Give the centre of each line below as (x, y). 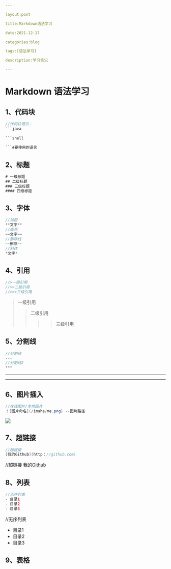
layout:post (18, 14)
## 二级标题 (17, 181)
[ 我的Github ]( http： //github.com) (41, 454)
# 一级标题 (15, 177)
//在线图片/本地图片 (24, 406)
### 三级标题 (18, 186)
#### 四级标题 (19, 191)
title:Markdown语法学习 (29, 23)
